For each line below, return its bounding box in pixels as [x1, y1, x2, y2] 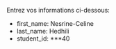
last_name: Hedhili [16, 27, 69, 35]
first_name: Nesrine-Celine [16, 20, 94, 27]
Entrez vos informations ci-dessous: [6, 6, 110, 14]
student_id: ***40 [16, 34, 70, 43]
